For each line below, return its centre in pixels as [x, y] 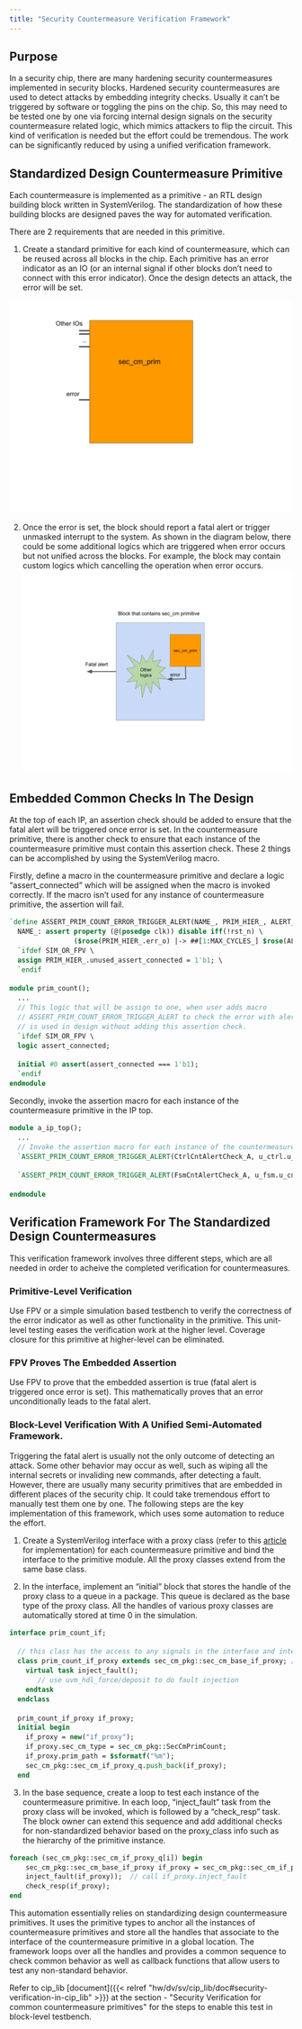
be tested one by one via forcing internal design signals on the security [141, 116]
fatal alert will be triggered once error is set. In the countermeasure [133, 829]
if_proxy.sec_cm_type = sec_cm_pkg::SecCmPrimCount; [126, 1747]
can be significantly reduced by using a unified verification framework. [140, 145]
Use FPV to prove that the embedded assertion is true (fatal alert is [133, 1382]
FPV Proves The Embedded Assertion [93, 1363]
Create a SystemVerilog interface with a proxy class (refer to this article [155, 1540]
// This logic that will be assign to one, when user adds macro [142, 1008]
